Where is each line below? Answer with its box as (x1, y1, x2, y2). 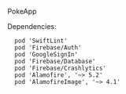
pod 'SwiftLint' (14, 37, 68, 45)
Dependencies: (7, 22, 57, 31)
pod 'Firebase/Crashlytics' (14, 64, 107, 72)
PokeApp (7, 7, 37, 16)
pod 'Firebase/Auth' (14, 44, 82, 52)
